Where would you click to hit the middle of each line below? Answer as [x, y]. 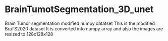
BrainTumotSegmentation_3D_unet [79, 9]
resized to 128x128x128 [29, 34]
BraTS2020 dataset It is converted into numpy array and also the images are [84, 28]
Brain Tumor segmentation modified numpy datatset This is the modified [80, 23]
